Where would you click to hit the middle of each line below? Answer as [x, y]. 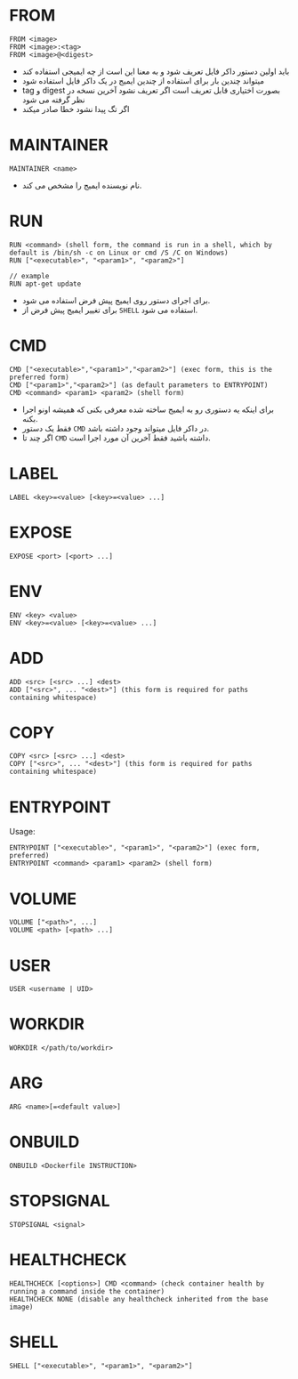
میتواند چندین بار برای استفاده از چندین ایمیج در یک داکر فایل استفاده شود [143, 80]
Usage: [22, 832]
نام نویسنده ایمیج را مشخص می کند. [82, 185]
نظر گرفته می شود [53, 100]
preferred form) [39, 377]
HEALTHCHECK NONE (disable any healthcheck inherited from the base [139, 1299]
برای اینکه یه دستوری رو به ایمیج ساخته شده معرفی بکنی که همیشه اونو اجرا [148, 409]
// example [29, 276]
